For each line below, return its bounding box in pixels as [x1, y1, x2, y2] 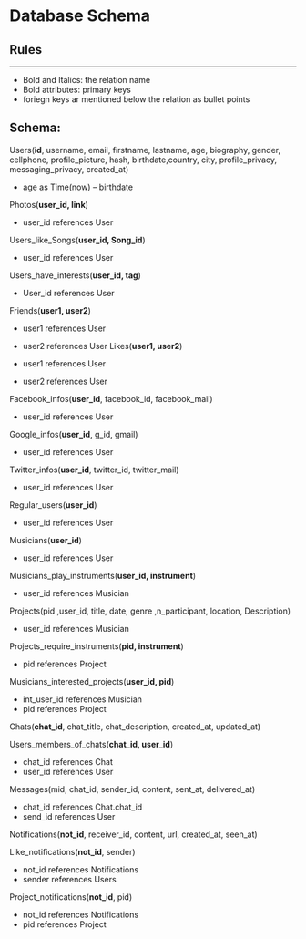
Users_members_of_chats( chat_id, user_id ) [9, 738, 174, 749]
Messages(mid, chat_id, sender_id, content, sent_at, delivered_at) [9, 783, 256, 794]
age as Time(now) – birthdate [22, 181, 134, 192]
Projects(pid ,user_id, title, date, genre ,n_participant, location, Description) [9, 605, 291, 616]
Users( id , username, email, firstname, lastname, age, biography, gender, [9, 144, 281, 155]
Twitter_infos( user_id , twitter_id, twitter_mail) [9, 464, 179, 475]
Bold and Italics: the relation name [22, 75, 151, 85]
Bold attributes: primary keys [22, 84, 132, 95]
